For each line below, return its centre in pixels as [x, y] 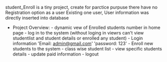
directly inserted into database [37, 18]
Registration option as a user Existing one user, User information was [77, 12]
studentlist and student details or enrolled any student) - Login [78, 38]
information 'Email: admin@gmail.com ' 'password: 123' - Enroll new [83, 43]
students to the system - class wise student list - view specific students [87, 49]
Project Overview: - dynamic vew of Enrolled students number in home [86, 27]
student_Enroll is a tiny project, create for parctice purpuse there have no [81, 7]
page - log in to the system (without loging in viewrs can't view [78, 33]
